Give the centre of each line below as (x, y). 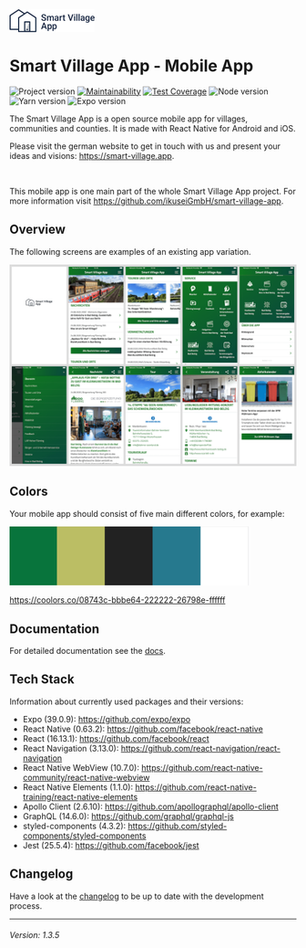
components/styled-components (84, 836)
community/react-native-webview (86, 777)
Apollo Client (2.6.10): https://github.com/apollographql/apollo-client (151, 806)
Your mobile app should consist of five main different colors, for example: (147, 513)
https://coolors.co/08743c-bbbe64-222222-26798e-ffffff (117, 600)
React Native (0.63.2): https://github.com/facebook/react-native (143, 729)
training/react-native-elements (80, 796)
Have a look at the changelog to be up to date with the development (137, 896)
